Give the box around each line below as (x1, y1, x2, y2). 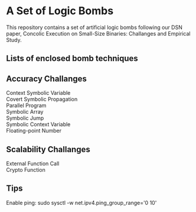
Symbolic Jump (6, 114, 44, 122)
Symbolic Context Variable (6, 121, 71, 128)
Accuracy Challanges (6, 73, 87, 83)
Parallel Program (6, 102, 47, 109)
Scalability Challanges (6, 144, 90, 155)
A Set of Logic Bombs (6, 4, 114, 18)
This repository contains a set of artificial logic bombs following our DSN (6, 24, 183, 31)
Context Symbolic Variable (6, 89, 71, 97)
